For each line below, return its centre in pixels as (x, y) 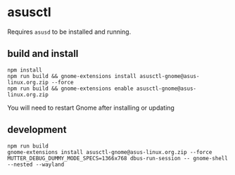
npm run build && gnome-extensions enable (70, 89)
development (37, 130)
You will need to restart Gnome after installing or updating (91, 108)
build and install (43, 54)
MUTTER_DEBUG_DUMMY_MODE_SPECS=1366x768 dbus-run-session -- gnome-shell (118, 158)
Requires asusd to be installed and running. (69, 32)
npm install (25, 70)
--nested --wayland (36, 164)
